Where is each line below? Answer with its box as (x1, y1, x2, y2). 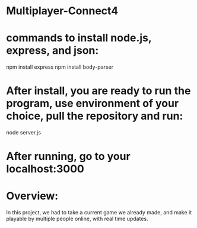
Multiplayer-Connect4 (6, 4, 119, 18)
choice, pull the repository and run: (6, 110, 183, 123)
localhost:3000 (6, 162, 84, 176)
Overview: (6, 190, 59, 203)
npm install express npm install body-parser (6, 63, 114, 70)
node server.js (6, 129, 42, 136)
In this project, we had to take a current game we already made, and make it (6, 209, 192, 216)
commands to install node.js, (6, 31, 152, 45)
